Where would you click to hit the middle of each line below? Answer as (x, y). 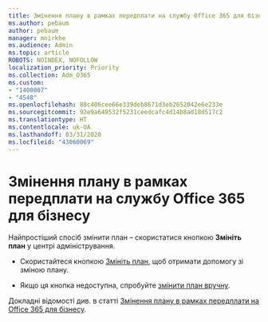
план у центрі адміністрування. (62, 246)
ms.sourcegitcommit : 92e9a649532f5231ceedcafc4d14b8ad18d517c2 (116, 113)
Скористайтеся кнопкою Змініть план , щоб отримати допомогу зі (132, 261)
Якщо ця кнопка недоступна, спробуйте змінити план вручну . (125, 285)
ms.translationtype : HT (48, 120)
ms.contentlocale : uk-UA (49, 127)
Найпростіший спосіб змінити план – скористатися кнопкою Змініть (125, 237)
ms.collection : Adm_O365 (49, 75)
